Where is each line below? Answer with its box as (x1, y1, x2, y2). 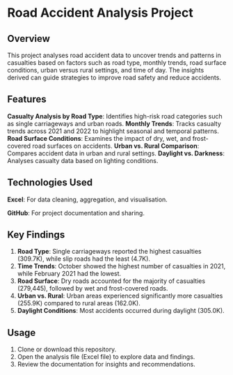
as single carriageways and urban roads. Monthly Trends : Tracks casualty (7, 119, 221, 128)
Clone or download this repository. (17, 345, 117, 353)
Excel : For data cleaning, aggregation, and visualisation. (7, 195, 168, 204)
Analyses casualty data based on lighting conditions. (7, 156, 159, 164)
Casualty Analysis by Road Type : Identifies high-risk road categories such (7, 112, 223, 120)
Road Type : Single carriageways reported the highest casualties (17, 247, 202, 256)
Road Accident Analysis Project (7, 5, 193, 21)
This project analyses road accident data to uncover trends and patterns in (7, 51, 221, 59)
